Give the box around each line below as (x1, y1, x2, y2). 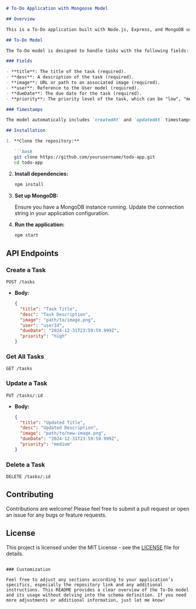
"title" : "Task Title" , (20, 306, 78, 312)
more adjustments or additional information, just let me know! (6, 597, 166, 603)
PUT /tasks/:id (6, 392, 43, 399)
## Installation (6, 127, 45, 134)
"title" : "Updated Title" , (20, 420, 86, 425)
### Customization (6, 566, 51, 572)
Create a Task (6, 266, 46, 274)
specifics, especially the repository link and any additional (6, 582, 163, 587)
